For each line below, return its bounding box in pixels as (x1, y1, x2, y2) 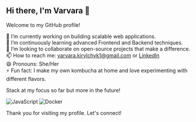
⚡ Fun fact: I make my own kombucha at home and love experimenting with (6, 67, 188, 74)
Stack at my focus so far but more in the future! (6, 86, 121, 94)
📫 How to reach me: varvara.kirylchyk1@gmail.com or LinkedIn (6, 52, 160, 59)
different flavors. (6, 75, 46, 82)
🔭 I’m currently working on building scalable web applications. (6, 33, 156, 40)
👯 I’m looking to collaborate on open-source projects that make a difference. (6, 45, 191, 52)
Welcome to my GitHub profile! (6, 21, 80, 28)
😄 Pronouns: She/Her (6, 60, 59, 67)
